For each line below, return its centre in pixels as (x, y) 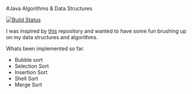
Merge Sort (28, 85)
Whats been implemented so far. (45, 48)
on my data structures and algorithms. (52, 37)
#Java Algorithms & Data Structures (49, 8)
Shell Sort (26, 79)
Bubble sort (28, 60)
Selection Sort (32, 66)
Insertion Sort (31, 72)
